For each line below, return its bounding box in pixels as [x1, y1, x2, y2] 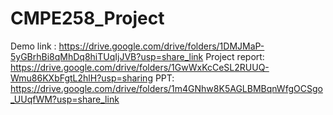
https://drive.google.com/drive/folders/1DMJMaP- [58, 40, 265, 52]
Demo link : [10, 40, 57, 52]
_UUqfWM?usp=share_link [10, 93, 120, 105]
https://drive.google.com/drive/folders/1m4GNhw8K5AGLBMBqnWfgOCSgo [10, 82, 323, 94]
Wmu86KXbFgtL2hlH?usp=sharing [10, 72, 153, 84]
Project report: [205, 50, 265, 62]
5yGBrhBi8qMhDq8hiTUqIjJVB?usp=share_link [10, 50, 204, 62]
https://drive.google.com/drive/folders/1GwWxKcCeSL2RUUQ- [10, 61, 270, 73]
